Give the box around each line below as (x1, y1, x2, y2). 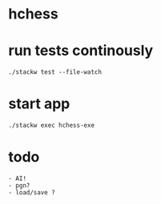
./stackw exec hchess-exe (8, 121, 95, 129)
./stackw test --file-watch (8, 68, 103, 76)
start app (8, 95, 70, 113)
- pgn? (8, 182, 30, 190)
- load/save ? (8, 189, 56, 197)
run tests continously (8, 42, 154, 60)
